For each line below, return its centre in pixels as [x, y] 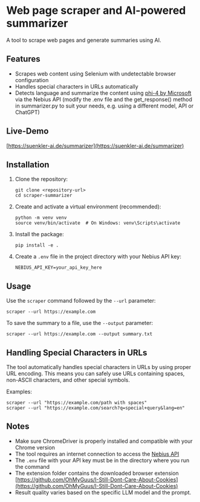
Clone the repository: [41, 179]
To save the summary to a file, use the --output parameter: [79, 323]
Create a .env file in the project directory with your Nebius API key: [98, 257]
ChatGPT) [27, 112]
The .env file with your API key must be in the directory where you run [102, 460]
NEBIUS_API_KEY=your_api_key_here [58, 268]
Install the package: [40, 234]
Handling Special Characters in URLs [77, 352]
